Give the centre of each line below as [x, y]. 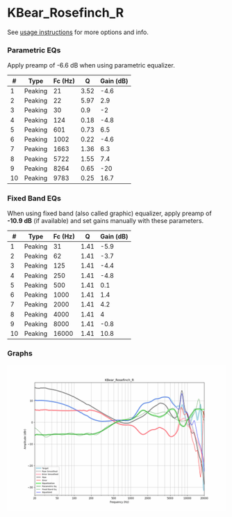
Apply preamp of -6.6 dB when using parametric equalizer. [91, 65]
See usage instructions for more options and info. [78, 32]
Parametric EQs [34, 50]
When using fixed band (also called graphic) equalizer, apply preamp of [109, 213]
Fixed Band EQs [34, 198]
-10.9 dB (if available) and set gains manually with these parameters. [106, 221]
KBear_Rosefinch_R [66, 13]
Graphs [20, 353]
